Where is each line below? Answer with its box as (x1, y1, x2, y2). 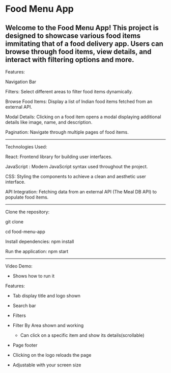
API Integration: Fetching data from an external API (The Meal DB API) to (5, 189, 157, 194)
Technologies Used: (5, 144, 47, 150)
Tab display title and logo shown (12, 293, 80, 299)
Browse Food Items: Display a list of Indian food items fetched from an (5, 98, 153, 105)
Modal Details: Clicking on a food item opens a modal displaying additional (5, 114, 161, 120)
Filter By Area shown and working (12, 322, 84, 328)
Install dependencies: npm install (5, 238, 74, 244)
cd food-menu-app (5, 229, 45, 235)
